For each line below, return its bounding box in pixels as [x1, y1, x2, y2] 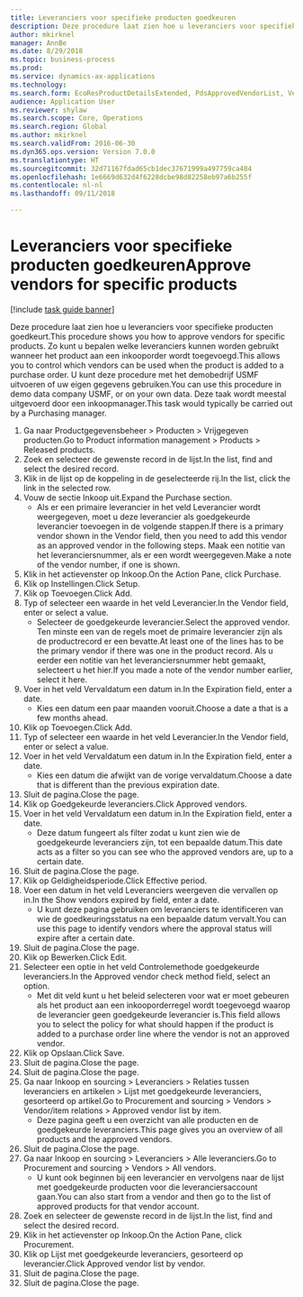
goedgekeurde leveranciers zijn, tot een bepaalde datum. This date [36, 836, 283, 847]
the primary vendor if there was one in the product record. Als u [36, 645, 273, 656]
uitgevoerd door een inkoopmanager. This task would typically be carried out [10, 397, 293, 408]
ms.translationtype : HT [10, 155, 100, 165]
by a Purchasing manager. [10, 407, 107, 418]
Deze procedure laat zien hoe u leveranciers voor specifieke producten [10, 321, 273, 332]
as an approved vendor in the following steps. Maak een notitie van [36, 540, 286, 551]
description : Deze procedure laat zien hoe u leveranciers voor [10, 22, 256, 31]
